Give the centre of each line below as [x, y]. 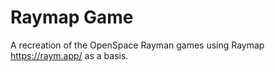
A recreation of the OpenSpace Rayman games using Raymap [137, 45]
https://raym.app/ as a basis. [69, 55]
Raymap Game [72, 17]
